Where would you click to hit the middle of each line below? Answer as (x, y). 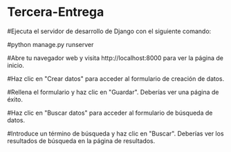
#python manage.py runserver (50, 44)
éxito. (15, 99)
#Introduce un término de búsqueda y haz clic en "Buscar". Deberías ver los (115, 133)
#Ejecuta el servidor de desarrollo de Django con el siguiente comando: (109, 31)
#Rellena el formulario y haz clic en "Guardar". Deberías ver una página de (113, 92)
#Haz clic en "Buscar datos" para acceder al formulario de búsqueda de (110, 113)
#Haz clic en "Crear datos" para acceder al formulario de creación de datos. (116, 78)
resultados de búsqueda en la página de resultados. (81, 141)
